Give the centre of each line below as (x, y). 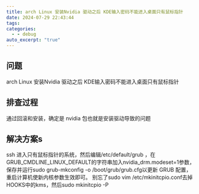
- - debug (24, 34)
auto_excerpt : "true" (33, 40)
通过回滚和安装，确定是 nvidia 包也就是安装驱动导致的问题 (79, 118)
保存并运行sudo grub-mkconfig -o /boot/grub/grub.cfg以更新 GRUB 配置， (99, 170)
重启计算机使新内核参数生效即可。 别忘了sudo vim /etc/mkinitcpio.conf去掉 (99, 177)
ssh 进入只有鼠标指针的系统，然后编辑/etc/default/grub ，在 (81, 155)
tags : (13, 23)
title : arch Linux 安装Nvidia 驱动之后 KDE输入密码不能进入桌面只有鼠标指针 (95, 12)
